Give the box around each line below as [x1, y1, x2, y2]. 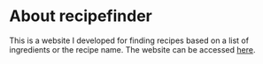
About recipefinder [9, 6, 152, 26]
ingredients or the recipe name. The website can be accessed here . [9, 44, 256, 54]
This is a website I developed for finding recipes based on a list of [9, 35, 250, 46]
